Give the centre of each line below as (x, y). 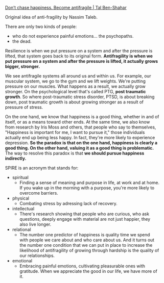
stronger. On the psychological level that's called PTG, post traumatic (75, 91)
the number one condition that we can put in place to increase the (86, 245)
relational (22, 230)
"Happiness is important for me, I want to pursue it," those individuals (75, 132)
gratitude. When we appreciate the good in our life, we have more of (88, 271)
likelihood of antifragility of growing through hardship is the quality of (89, 250)
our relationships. (37, 256)
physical (21, 198)
